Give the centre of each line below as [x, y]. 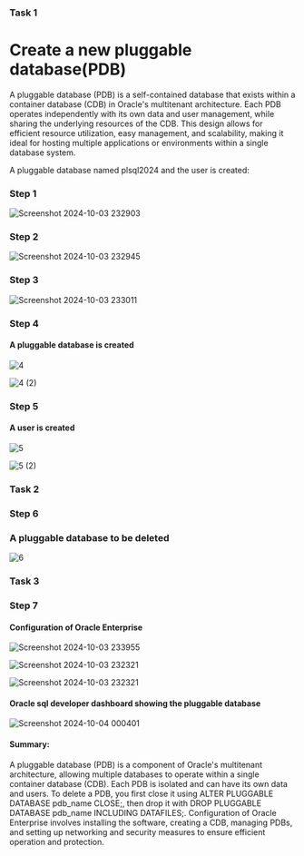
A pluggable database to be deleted [89, 537]
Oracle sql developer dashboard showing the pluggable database [135, 703]
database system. [43, 153]
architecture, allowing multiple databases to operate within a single [135, 774]
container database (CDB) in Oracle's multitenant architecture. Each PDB [145, 104]
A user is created [42, 428]
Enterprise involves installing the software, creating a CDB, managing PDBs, [151, 822]
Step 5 [24, 406]
